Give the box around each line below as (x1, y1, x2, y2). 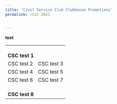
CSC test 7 (37, 76, 63, 83)
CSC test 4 (7, 68, 33, 75)
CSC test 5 (37, 68, 63, 75)
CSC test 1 (7, 52, 34, 59)
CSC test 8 (7, 90, 34, 97)
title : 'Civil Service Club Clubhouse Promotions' (5, 7, 113, 12)
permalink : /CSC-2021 (5, 12, 50, 17)
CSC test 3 (37, 60, 63, 67)
